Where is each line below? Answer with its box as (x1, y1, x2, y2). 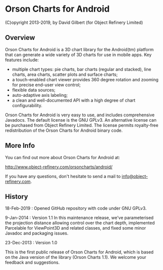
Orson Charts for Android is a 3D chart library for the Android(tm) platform (5, 46, 154, 52)
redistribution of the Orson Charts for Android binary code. (5, 127, 123, 133)
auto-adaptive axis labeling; (12, 92, 68, 98)
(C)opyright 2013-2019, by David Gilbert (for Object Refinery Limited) (5, 19, 144, 25)
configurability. (12, 102, 42, 108)
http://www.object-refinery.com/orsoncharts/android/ (5, 164, 113, 170)
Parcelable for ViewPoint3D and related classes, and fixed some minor (5, 225, 146, 231)
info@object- (121, 173, 148, 179)
